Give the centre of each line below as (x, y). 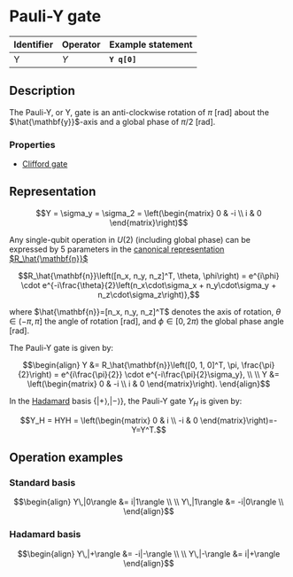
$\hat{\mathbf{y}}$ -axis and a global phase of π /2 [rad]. (112, 121)
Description (42, 91)
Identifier (34, 44)
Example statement (151, 44)
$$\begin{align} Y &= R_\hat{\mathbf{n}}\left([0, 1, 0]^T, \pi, (131, 364)
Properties (32, 144)
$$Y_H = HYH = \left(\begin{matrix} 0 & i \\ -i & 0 (109, 420)
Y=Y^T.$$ (149, 429)
